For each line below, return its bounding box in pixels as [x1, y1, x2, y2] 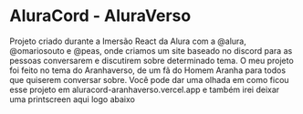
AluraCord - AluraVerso [9, 5, 192, 26]
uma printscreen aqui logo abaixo [9, 93, 135, 105]
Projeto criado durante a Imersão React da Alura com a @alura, [9, 36, 246, 47]
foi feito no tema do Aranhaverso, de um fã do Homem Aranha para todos [9, 65, 286, 76]
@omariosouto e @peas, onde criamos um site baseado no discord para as [9, 45, 293, 56]
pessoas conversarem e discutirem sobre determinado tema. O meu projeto [9, 55, 294, 66]
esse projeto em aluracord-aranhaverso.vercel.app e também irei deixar [9, 84, 280, 95]
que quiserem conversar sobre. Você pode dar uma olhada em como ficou [9, 74, 289, 85]
